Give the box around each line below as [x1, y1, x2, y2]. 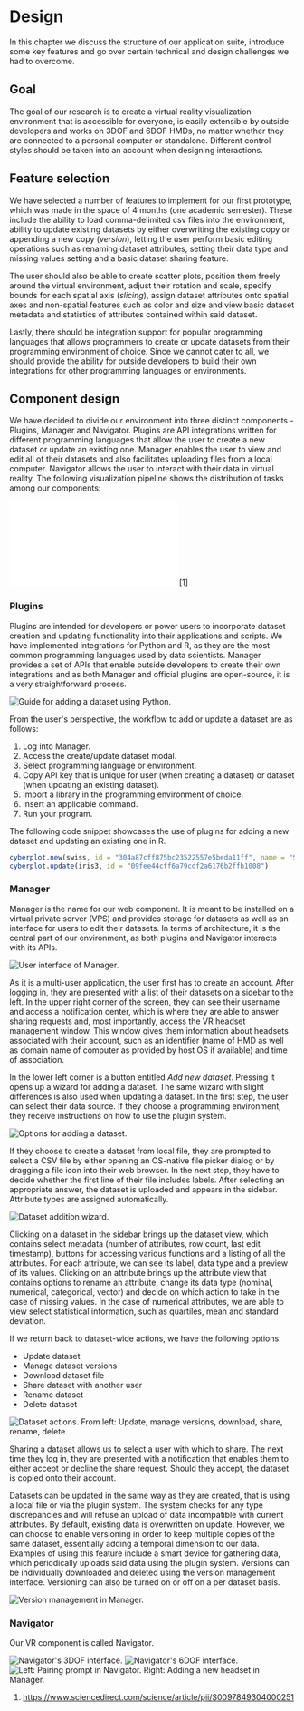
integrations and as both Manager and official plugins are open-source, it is [9, 668, 290, 679]
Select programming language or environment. [22, 760, 197, 771]
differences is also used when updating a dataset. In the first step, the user [9, 1091, 289, 1102]
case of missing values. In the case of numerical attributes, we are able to [9, 1296, 285, 1307]
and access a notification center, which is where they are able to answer [9, 1006, 279, 1016]
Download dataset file [22, 1369, 105, 1380]
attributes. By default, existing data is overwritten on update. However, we [9, 1519, 285, 1530]
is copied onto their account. [9, 1472, 117, 1483]
